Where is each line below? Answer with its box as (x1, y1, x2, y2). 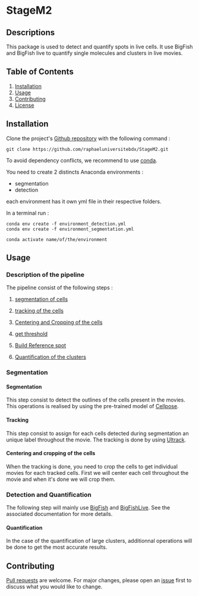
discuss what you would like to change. (6, 583, 103, 591)
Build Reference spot (14, 342, 67, 349)
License (14, 101, 34, 109)
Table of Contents (6, 67, 74, 77)
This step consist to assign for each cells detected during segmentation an (6, 430, 189, 437)
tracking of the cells (14, 307, 64, 314)
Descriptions (6, 27, 55, 38)
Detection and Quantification (6, 490, 92, 499)
